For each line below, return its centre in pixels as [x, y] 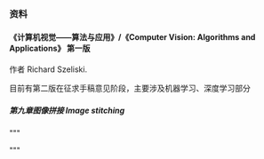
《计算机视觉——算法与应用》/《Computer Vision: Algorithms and [132, 36]
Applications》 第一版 [50, 48]
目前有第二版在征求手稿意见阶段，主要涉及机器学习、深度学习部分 [130, 88]
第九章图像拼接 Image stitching [67, 110]
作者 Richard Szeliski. [48, 69]
